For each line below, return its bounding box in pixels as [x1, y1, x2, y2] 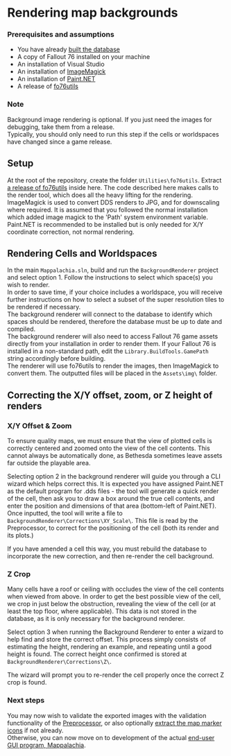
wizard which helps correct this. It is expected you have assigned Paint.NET [7, 480, 224, 488]
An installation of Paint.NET [17, 75, 96, 83]
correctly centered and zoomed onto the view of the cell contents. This [7, 444, 210, 452]
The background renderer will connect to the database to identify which [7, 310, 213, 318]
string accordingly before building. [7, 354, 106, 363]
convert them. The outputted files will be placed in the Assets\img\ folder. [7, 369, 217, 377]
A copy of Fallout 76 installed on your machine [17, 53, 151, 61]
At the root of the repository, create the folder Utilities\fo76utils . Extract [7, 175, 222, 184]
